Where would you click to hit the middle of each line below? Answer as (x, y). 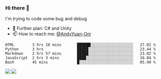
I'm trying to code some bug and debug (46, 19)
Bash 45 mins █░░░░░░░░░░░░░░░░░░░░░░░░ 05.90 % (80, 62)
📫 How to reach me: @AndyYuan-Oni (52, 34)
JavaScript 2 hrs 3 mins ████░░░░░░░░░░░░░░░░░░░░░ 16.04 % (80, 58)
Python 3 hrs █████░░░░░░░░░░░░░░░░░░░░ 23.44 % (80, 49)
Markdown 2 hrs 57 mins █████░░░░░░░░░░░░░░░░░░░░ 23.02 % (80, 54)
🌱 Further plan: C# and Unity (42, 28)
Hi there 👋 (18, 8)
